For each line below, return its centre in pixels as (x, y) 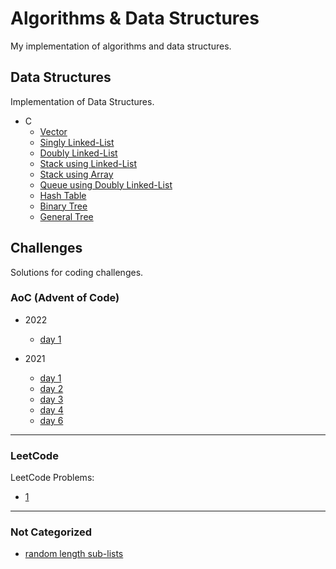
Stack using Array (76, 174)
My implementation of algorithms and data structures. (121, 46)
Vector (53, 131)
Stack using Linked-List (88, 163)
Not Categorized (51, 532)
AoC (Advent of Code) (65, 298)
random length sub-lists (74, 554)
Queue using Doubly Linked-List (106, 184)
